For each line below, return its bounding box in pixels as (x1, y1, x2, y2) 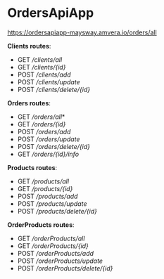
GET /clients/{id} (17, 63, 66, 71)
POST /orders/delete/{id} (17, 142, 90, 150)
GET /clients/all (17, 55, 63, 64)
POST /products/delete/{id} (17, 207, 97, 215)
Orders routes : (7, 98, 51, 107)
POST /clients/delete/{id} (17, 85, 90, 93)
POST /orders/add (17, 127, 71, 136)
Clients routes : (7, 41, 51, 50)
